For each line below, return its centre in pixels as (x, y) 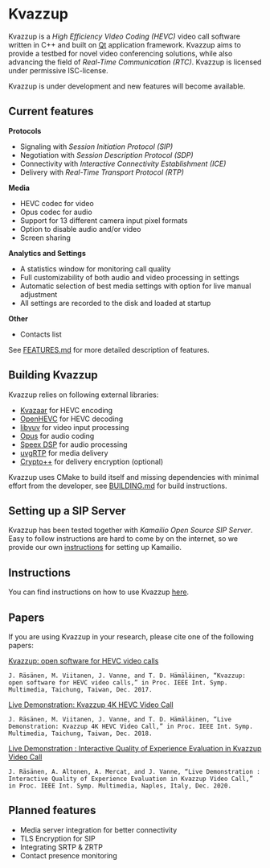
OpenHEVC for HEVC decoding (72, 419)
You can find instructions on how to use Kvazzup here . (99, 592)
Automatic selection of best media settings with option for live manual (135, 286)
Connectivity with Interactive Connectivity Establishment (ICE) (123, 163)
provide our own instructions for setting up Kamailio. (95, 548)
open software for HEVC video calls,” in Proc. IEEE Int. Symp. (118, 683)
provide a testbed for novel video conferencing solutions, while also (121, 53)
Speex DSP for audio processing (74, 444)
